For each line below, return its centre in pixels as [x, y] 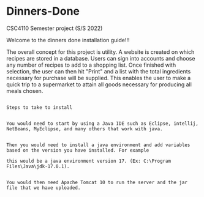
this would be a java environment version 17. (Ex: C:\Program [89, 161]
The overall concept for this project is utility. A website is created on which [100, 52]
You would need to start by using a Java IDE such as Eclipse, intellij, [103, 124]
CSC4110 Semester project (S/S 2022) [55, 28]
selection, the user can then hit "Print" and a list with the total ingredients [99, 71]
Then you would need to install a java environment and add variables [98, 145]
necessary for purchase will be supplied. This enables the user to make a [99, 78]
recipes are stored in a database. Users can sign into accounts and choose [101, 58]
